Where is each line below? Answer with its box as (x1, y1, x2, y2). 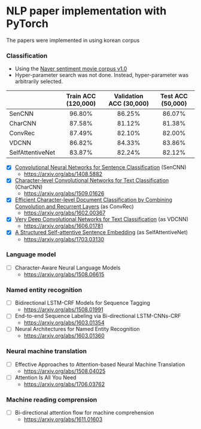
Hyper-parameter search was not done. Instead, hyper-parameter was (14, 72, 189, 79)
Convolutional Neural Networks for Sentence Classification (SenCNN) (14, 164, 187, 171)
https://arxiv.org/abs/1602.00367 (23, 209, 106, 216)
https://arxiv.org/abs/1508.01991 (23, 306, 103, 313)
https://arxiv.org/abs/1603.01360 (23, 332, 105, 339)
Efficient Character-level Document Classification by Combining (14, 196, 172, 204)
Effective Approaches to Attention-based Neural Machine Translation (14, 360, 185, 368)
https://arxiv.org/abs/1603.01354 (23, 319, 105, 326)
